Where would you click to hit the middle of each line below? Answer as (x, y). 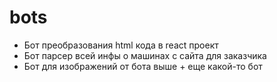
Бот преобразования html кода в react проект (121, 45)
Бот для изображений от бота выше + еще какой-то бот (143, 66)
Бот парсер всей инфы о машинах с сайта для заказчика (145, 55)
